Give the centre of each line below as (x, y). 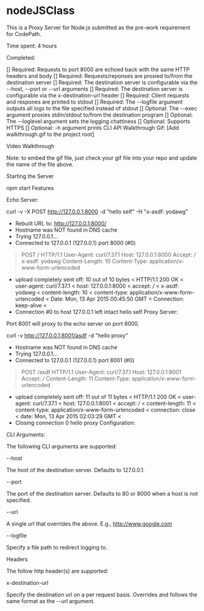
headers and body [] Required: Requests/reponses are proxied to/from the (100, 76)
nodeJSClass (40, 11)
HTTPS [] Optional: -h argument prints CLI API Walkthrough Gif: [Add (93, 127)
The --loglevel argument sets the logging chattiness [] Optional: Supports (98, 121)
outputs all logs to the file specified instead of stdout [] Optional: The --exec (102, 108)
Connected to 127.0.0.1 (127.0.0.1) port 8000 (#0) (75, 243)
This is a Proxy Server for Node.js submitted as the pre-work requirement (98, 27)
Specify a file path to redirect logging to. (57, 547)
